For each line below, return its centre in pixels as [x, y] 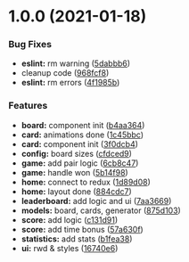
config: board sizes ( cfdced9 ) [77, 153]
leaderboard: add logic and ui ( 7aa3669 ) [96, 201]
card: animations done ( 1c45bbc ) [82, 135]
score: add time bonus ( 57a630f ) [82, 229]
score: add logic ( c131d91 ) [69, 219]
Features [28, 106]
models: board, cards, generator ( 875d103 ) [101, 210]
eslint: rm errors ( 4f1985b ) [70, 83]
